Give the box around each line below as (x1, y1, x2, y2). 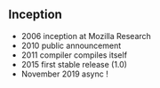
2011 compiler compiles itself (20, 49, 128, 60)
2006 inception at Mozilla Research (20, 30, 152, 41)
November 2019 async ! (20, 68, 108, 79)
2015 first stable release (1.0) (20, 59, 128, 69)
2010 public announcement (20, 40, 122, 51)
